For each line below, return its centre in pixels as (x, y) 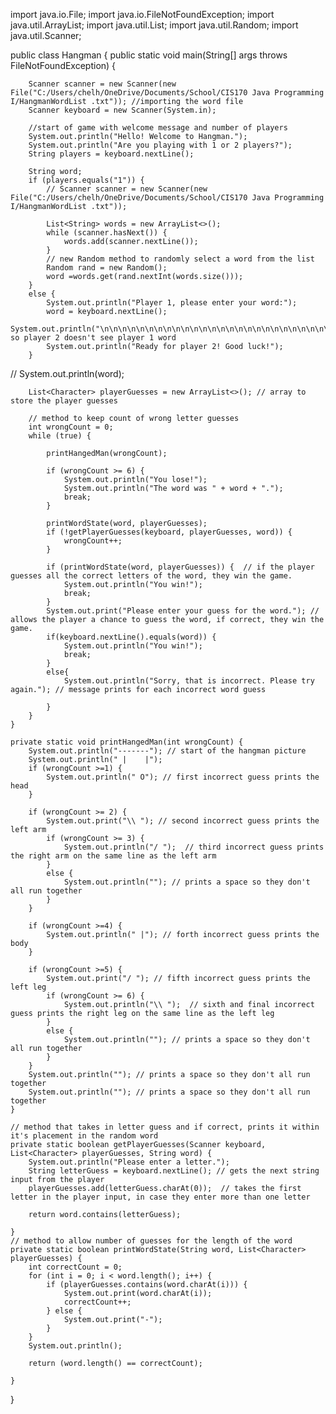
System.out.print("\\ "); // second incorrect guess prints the (183, 821)
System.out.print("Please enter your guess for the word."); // (183, 611)
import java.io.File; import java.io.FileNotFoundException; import (142, 14)
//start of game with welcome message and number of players (158, 128)
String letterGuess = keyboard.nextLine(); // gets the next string (174, 1171)
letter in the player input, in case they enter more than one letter (160, 1197)
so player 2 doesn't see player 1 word (93, 338)
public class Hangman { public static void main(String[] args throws (149, 55)
